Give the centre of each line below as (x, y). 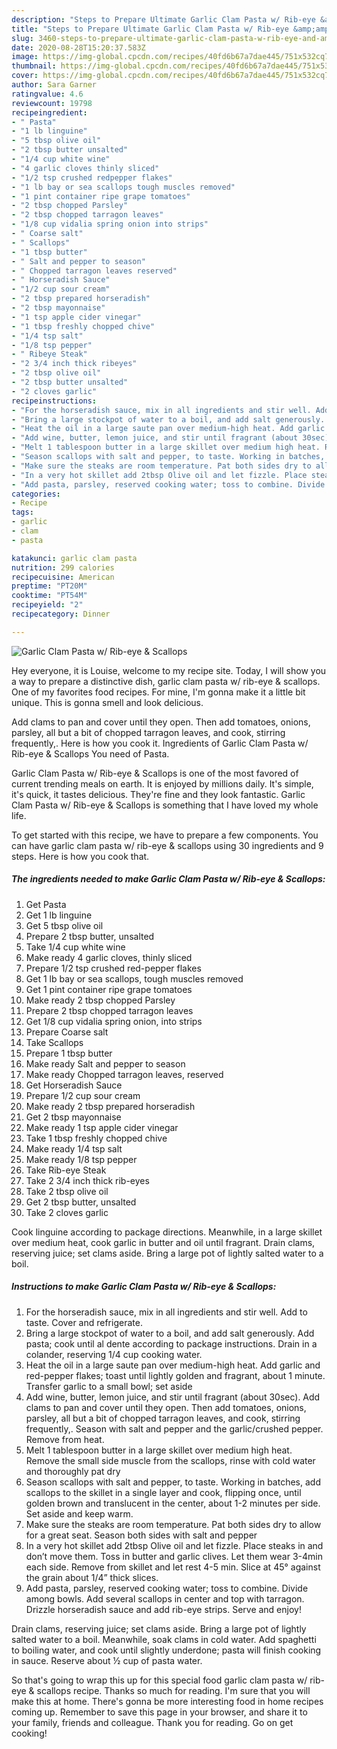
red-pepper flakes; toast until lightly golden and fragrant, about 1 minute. (175, 1375)
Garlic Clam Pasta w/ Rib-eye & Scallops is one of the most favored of (155, 773)
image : (25, 57)
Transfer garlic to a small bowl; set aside (109, 1386)
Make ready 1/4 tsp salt (74, 1148)
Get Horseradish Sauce (74, 1085)
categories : (36, 494)
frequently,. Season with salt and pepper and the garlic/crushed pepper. (174, 1428)
